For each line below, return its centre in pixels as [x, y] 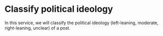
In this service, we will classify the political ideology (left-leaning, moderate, [81, 23]
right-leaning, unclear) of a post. [38, 28]
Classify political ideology [59, 9]
